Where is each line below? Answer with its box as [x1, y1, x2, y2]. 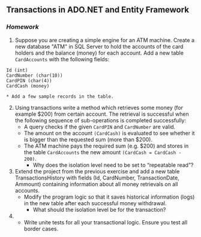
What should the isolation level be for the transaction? [32, 206, 166, 213]
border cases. [23, 225, 59, 232]
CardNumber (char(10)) [6, 72, 63, 79]
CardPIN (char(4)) [6, 77, 52, 83]
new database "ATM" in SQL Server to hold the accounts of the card [14, 43, 184, 50]
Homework [6, 23, 39, 31]
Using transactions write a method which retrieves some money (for [14, 104, 183, 111]
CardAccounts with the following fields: [14, 55, 110, 62]
